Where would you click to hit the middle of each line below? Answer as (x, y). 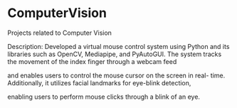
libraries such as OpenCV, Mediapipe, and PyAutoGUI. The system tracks (115, 54)
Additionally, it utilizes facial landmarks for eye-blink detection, (99, 82)
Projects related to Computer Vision (60, 33)
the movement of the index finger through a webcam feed (92, 61)
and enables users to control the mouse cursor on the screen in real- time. (116, 75)
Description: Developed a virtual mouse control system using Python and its (118, 46)
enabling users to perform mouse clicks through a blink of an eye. (104, 97)
